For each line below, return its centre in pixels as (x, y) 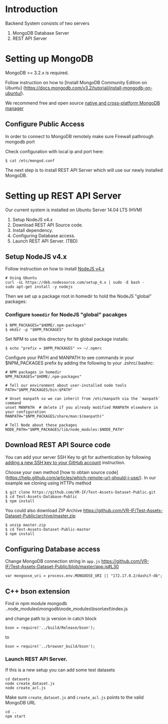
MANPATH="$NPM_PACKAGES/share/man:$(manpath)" (55, 416)
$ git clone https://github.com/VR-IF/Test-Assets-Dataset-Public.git (80, 492)
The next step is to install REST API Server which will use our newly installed (84, 170)
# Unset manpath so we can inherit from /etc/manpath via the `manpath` (83, 399)
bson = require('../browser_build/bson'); (50, 646)
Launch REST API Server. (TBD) (45, 241)
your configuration (26, 412)
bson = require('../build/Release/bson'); (50, 628)
